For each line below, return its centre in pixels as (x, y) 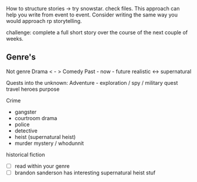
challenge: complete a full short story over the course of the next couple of (97, 32)
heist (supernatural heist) (45, 137)
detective (26, 130)
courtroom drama (36, 118)
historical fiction (26, 154)
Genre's (21, 57)
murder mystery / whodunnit (49, 143)
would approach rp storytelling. (44, 21)
